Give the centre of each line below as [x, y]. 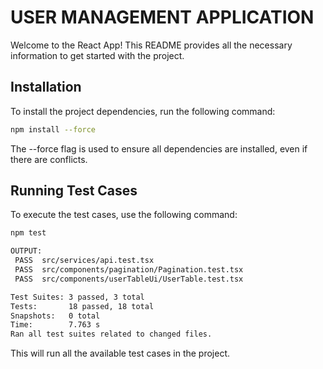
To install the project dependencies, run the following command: [143, 111]
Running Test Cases [74, 191]
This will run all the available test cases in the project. [120, 353]
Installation [46, 87]
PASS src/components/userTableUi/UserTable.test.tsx [129, 279]
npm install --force [53, 129]
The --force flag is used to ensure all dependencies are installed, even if [159, 148]
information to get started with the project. [97, 55]
